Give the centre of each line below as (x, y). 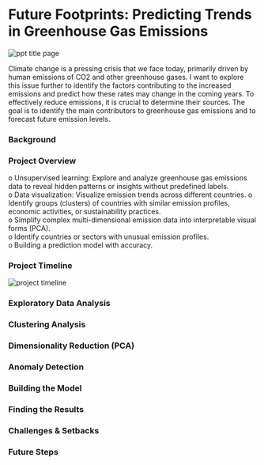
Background (32, 139)
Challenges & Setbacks (54, 430)
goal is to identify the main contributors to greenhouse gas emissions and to (132, 110)
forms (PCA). (30, 229)
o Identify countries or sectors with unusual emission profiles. (109, 237)
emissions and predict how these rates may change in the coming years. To (131, 93)
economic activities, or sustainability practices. (85, 212)
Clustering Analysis (47, 324)
